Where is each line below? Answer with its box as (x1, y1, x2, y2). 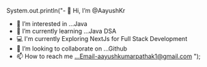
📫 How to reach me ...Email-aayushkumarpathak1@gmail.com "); (16, 52, 201, 60)
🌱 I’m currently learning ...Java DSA (16, 27, 117, 35)
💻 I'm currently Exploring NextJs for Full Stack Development (16, 35, 188, 42)
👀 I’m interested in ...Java (16, 20, 88, 27)
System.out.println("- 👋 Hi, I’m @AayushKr (6, 7, 126, 14)
